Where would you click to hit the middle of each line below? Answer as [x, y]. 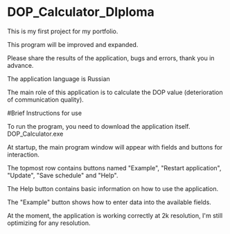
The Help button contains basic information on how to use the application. [113, 188]
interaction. [24, 154]
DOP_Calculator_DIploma [81, 12]
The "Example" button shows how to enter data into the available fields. [109, 202]
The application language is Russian [59, 79]
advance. [20, 65]
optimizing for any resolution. [49, 223]
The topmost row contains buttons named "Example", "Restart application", [114, 168]
